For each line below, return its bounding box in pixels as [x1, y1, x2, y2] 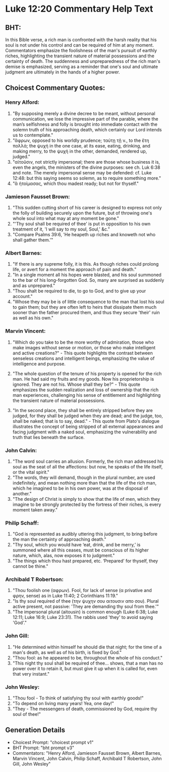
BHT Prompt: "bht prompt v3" [12, 745, 75, 751]
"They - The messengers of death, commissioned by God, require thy [12, 706, 157, 712]
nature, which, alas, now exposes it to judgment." [12, 553, 115, 559]
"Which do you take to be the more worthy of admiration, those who [12, 339, 154, 345]
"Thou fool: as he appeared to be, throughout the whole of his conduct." [12, 654, 163, 660]
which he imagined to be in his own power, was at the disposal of [12, 485, 148, 491]
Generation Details [5, 726, 66, 734]
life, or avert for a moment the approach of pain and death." [12, 267, 137, 273]
